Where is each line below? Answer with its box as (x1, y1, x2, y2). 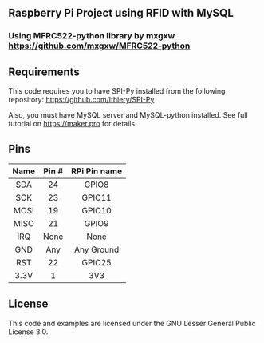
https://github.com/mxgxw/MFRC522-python (8, 40, 191, 51)
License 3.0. (8, 327, 49, 337)
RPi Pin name (71, 166, 122, 177)
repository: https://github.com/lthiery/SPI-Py (8, 95, 155, 105)
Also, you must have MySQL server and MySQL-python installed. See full (8, 110, 249, 120)
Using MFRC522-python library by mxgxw (8, 30, 175, 42)
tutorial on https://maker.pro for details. (8, 119, 137, 129)
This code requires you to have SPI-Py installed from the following (8, 86, 226, 96)
